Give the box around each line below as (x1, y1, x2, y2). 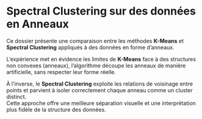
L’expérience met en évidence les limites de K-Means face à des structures (6, 55, 197, 63)
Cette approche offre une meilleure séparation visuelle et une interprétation (6, 99, 197, 107)
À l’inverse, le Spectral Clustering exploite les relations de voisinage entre (6, 80, 193, 87)
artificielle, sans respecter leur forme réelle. (6, 68, 116, 75)
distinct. (6, 93, 27, 100)
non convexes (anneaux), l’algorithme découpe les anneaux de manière (6, 62, 186, 69)
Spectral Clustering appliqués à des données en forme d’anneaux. (6, 44, 175, 51)
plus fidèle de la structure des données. (6, 106, 107, 113)
